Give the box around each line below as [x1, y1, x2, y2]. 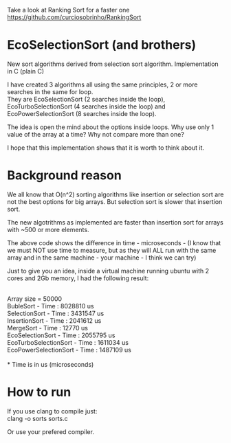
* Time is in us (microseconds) [7, 360, 94, 368]
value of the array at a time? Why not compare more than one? [7, 130, 184, 138]
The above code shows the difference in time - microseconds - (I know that [7, 238, 221, 247]
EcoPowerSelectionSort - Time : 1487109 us [7, 345, 132, 354]
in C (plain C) [7, 67, 45, 75]
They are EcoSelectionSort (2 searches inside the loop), [7, 95, 166, 103]
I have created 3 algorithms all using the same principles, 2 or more [7, 80, 198, 89]
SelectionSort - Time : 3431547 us [7, 309, 104, 317]
